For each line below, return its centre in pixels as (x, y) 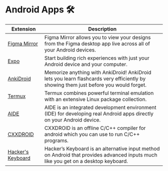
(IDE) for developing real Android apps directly (99, 113)
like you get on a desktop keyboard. (86, 161)
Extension (23, 29)
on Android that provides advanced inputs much (101, 154)
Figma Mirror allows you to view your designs (97, 37)
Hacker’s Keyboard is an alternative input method (102, 148)
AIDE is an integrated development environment (100, 107)
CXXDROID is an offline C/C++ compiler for (95, 128)
